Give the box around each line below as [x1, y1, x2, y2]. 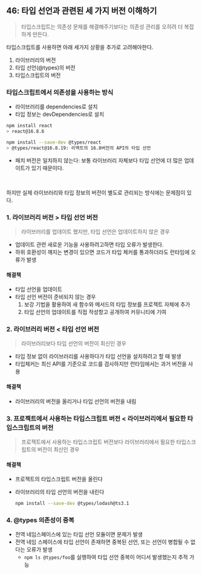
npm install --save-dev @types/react [6, 139, 102, 145]
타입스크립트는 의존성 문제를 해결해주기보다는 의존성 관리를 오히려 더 [21, 23, 183, 30]
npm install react [6, 123, 53, 129]
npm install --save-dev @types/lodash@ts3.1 [15, 501, 129, 507]
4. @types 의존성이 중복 [6, 516, 74, 524]
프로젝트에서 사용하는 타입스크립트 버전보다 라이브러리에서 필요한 [21, 438, 175, 446]
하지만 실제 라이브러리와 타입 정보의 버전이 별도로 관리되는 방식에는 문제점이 [6, 189, 186, 196]
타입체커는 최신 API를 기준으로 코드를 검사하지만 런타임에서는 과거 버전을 [15, 360, 187, 368]
